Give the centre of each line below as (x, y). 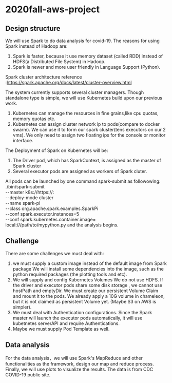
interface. (23, 140)
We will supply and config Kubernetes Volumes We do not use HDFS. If (88, 280)
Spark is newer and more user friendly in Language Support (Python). (87, 67)
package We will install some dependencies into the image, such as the (88, 269)
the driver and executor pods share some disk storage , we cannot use (88, 285)
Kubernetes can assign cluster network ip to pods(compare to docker (86, 124)
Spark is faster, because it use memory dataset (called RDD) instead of (88, 56)
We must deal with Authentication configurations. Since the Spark (82, 312)
